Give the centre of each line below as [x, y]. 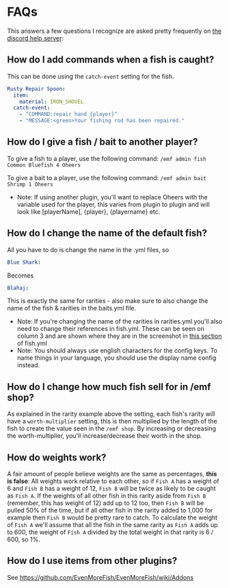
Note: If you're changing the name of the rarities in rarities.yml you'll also [120, 321]
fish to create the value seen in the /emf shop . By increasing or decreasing [112, 428]
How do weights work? [57, 457]
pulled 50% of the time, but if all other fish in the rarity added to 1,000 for [110, 510]
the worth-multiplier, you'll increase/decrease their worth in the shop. [105, 436]
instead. [28, 365]
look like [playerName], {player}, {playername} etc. [89, 211]
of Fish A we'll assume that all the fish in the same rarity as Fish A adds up [112, 525]
